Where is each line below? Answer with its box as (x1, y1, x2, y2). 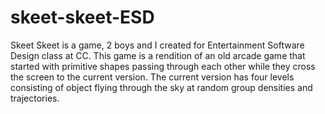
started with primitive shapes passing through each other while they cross (10, 60, 316, 72)
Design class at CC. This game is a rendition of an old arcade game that (10, 49, 306, 61)
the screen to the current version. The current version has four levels (10, 71, 295, 83)
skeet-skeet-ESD (10, 6, 155, 29)
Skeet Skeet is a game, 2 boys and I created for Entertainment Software (10, 39, 305, 51)
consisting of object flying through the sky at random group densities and (10, 81, 313, 93)
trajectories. (10, 92, 60, 104)
